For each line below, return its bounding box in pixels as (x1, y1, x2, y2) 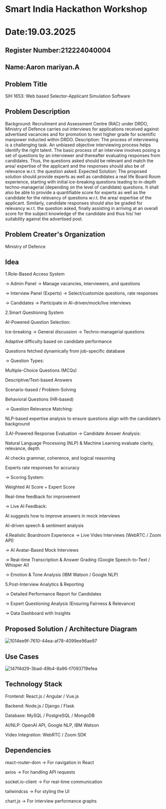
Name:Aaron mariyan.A (5, 63, 80, 72)
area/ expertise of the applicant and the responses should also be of (5, 163, 145, 169)
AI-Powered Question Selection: (5, 319, 71, 325)
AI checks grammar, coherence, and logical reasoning (5, 455, 115, 461)
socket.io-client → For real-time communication (5, 779, 103, 785)
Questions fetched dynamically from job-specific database (5, 348, 125, 354)
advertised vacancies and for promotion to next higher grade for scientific (5, 131, 156, 137)
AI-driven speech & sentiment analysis (5, 522, 84, 528)
